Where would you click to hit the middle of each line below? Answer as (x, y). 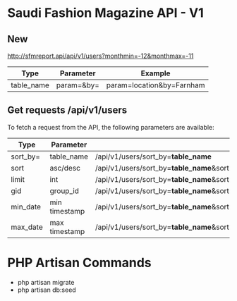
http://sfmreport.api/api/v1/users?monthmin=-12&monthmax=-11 (101, 56)
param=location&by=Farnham (156, 85)
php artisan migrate (46, 282)
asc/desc (65, 168)
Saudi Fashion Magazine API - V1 (105, 13)
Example (156, 73)
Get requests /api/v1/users (67, 110)
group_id (65, 190)
